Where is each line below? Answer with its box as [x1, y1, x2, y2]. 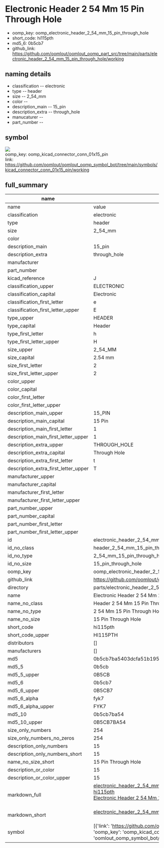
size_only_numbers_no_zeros [7, 735, 75, 742]
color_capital [7, 386, 37, 393]
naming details [5, 70, 51, 79]
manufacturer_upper [7, 473, 55, 480]
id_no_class [7, 545, 34, 551]
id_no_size [7, 560, 32, 567]
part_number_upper [7, 505, 53, 512]
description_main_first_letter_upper [7, 433, 89, 440]
